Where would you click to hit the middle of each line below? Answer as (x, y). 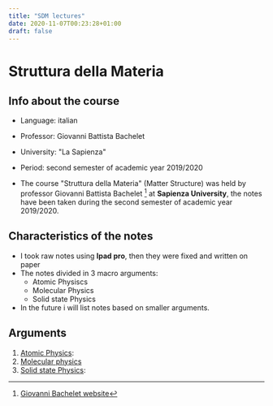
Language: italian (49, 121)
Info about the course (64, 101)
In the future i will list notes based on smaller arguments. (115, 307)
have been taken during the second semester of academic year (126, 202)
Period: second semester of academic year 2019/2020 (111, 168)
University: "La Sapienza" (63, 152)
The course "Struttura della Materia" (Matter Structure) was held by (133, 184)
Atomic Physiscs (60, 282)
